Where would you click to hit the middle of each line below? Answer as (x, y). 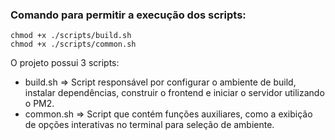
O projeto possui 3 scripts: (65, 63)
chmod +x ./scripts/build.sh (71, 36)
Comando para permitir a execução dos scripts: (128, 15)
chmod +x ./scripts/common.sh (73, 44)
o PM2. (39, 104)
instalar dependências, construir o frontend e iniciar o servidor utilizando (174, 93)
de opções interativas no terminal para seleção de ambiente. (149, 125)
